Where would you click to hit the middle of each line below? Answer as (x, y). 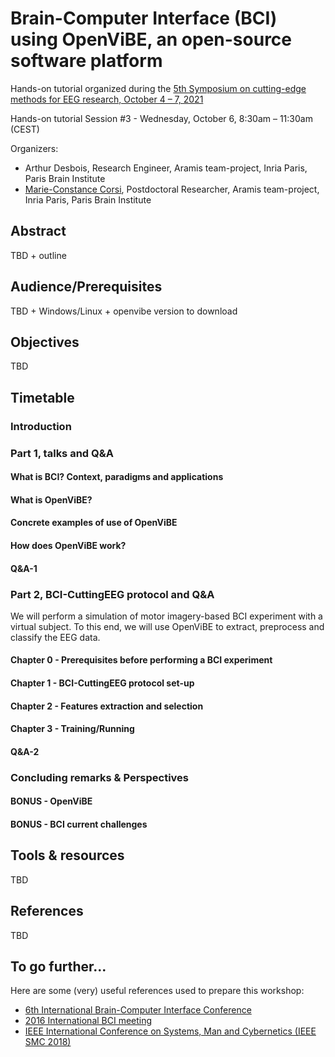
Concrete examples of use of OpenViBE (94, 523)
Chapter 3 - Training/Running (72, 729)
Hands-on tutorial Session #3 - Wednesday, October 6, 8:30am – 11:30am (161, 118)
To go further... (58, 966)
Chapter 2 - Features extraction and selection (107, 706)
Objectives (45, 342)
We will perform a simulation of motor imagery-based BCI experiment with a (166, 616)
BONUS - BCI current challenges (79, 824)
